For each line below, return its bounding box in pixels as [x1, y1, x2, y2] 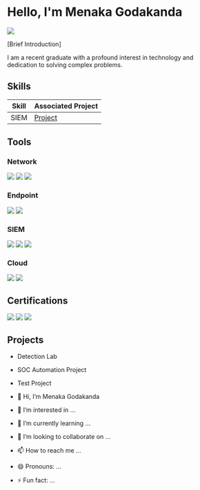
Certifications [7, 295, 68, 306]
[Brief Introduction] [7, 39, 61, 48]
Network [7, 157, 37, 166]
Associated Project [34, 101, 99, 110]
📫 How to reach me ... [17, 446, 81, 454]
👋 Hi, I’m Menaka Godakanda [17, 392, 100, 400]
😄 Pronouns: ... [17, 462, 62, 470]
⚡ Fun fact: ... [17, 476, 55, 484]
